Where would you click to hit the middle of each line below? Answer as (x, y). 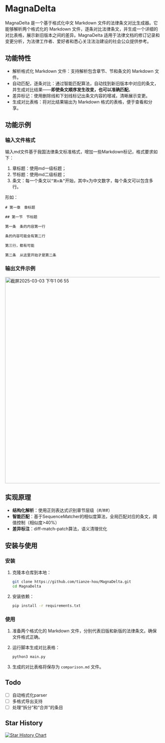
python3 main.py (29, 657)
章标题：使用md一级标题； (39, 168)
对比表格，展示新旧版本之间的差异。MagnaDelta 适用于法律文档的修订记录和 (82, 35)
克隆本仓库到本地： (32, 573)
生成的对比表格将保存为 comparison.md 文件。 (58, 667)
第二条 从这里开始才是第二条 (31, 255)
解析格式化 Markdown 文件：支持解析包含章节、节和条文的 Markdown (83, 71)
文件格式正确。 (27, 637)
